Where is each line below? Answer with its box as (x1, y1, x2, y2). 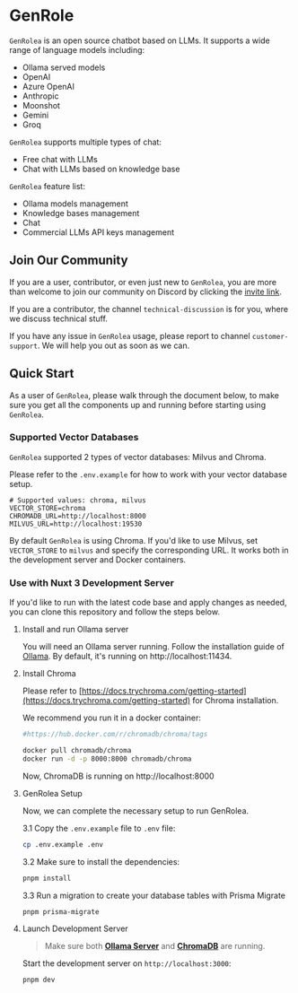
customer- (251, 332, 289, 341)
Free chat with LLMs (22, 153, 99, 164)
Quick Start (9, 366, 74, 381)
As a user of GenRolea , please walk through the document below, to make (9, 389, 280, 400)
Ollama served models (22, 62, 106, 73)
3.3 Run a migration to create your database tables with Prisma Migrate (22, 890, 285, 901)
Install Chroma (22, 668, 76, 679)
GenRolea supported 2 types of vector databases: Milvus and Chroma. (9, 451, 267, 462)
